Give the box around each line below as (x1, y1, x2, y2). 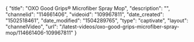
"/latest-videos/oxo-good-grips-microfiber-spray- (59, 23, 180, 30)
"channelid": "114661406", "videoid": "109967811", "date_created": (5, 11, 164, 18)
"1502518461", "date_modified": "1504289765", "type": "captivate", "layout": (5, 17, 189, 24)
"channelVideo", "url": (5, 23, 59, 30)
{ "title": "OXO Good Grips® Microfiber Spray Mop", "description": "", (5, 5, 170, 12)
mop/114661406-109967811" (5, 29, 73, 36)
